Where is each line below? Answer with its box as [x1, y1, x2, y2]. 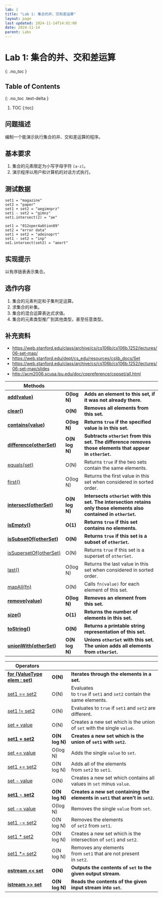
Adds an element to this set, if [84, 390, 155, 397]
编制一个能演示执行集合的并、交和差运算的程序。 [5, 134, 103, 140]
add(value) [7, 394, 33, 400]
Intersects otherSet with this [84, 492, 151, 499]
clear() [7, 407, 23, 414]
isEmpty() [7, 521, 31, 528]
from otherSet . [84, 648, 118, 655]
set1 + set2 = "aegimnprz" [5, 207, 60, 212]
